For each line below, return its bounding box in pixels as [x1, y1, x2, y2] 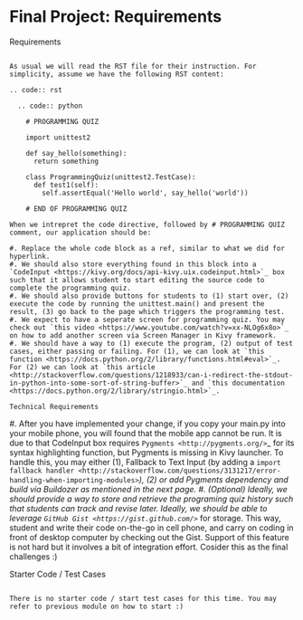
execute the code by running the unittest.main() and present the [9, 299, 265, 309]
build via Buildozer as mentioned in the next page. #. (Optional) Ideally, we [9, 483, 288, 494]
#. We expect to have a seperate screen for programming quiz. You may [9, 315, 285, 324]
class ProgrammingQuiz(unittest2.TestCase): [25, 172, 196, 182]
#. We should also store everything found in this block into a [9, 260, 257, 269]
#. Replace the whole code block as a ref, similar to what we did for [9, 243, 285, 253]
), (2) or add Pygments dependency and [138, 473, 289, 485]
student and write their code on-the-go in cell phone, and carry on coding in [9, 522, 294, 533]
